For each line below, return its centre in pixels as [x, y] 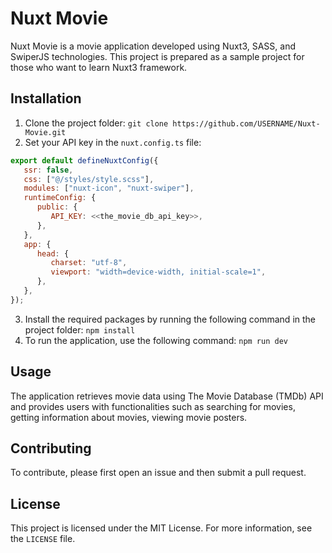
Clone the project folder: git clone [96, 123]
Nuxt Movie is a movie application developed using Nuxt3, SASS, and [153, 46]
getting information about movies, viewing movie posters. [129, 417]
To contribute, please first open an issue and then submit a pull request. [158, 473]
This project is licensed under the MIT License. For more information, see [161, 528]
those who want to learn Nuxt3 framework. [99, 67]
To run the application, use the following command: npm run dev [156, 340]
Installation [46, 98]
